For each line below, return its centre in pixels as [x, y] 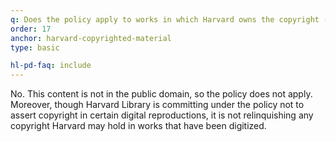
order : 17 [31, 29]
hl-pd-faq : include [51, 66]
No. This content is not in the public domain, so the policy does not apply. [161, 94]
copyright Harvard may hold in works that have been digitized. [138, 126]
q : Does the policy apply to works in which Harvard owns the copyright [165, 19]
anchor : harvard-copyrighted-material [91, 38]
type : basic [35, 47]
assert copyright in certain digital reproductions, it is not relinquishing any [162, 115]
